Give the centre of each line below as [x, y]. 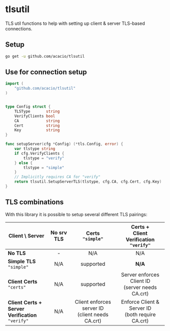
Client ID [140, 281]
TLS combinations [35, 202]
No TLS [17, 253]
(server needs [140, 287]
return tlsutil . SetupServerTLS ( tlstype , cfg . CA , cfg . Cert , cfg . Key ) [88, 182]
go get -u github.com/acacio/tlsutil [45, 56]
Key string [37, 130]
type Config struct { [28, 107]
